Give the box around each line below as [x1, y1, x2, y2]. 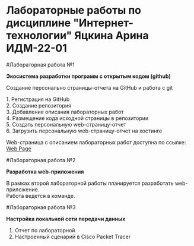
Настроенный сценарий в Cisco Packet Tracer [14, 233, 131, 240]
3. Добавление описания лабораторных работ [6, 108, 124, 115]
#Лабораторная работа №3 [6, 203, 76, 211]
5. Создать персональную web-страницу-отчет [6, 121, 126, 128]
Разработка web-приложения [6, 168, 84, 175]
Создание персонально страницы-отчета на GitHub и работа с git [6, 84, 173, 91]
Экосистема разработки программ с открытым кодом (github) [6, 72, 171, 80]
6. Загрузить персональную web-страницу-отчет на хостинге [6, 127, 163, 134]
